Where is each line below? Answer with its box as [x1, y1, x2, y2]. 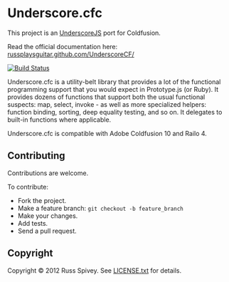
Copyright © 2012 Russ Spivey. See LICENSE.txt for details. [7, 266, 182, 275]
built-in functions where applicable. [7, 115, 112, 124]
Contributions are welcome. [7, 169, 89, 177]
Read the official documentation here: [7, 42, 118, 51]
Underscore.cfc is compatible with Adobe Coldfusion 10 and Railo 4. [7, 129, 208, 137]
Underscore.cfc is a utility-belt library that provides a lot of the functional [7, 77, 221, 86]
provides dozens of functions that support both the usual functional [7, 93, 206, 101]
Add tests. [17, 219, 48, 227]
